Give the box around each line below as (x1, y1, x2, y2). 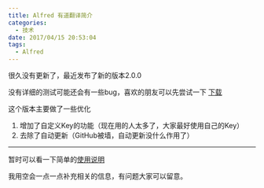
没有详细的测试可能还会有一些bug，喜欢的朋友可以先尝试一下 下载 (8, 87, 222, 97)
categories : (8, 19, 47, 27)
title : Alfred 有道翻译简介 (8, 11, 93, 20)
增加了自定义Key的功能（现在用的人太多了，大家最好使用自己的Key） (19, 121, 244, 130)
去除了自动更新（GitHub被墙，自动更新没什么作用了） (19, 131, 194, 140)
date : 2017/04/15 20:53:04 (8, 33, 97, 42)
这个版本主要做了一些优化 (8, 104, 91, 113)
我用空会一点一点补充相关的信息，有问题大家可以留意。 (8, 171, 187, 181)
